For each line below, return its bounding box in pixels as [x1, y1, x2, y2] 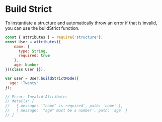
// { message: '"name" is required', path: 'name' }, [5, 103, 123, 109]
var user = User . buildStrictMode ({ [5, 76, 79, 81]
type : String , [18, 49, 48, 54]
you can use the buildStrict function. [5, 25, 80, 31]
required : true [18, 53, 50, 58]
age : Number [14, 62, 39, 67]
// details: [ [5, 99, 35, 104]
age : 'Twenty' [9, 80, 39, 85]
